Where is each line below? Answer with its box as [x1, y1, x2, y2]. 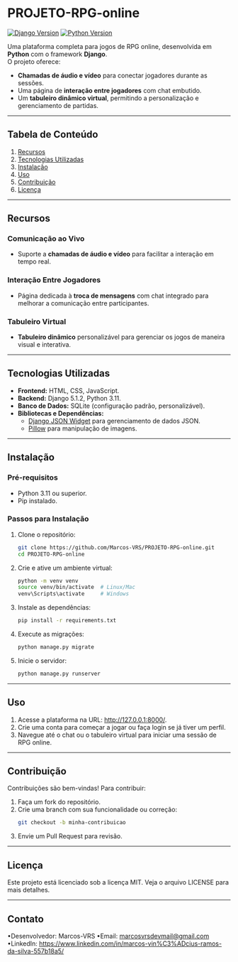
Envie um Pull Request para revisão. [17, 832, 123, 841]
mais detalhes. [7, 886, 50, 895]
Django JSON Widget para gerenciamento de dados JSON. [28, 416, 200, 425]
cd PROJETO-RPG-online [17, 551, 85, 558]
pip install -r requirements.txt [17, 617, 117, 625]
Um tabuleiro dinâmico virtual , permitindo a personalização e [17, 94, 200, 102]
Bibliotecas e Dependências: [17, 409, 104, 417]
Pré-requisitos [7, 472, 58, 482]
